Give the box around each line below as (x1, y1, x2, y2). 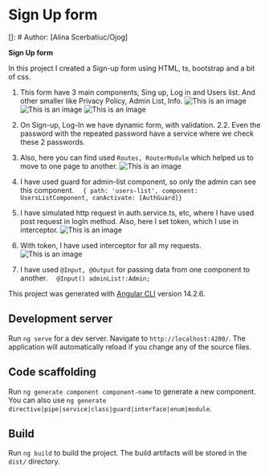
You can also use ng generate (8, 395, 107, 405)
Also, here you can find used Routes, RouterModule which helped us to (19, 153, 255, 162)
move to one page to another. (19, 161, 118, 170)
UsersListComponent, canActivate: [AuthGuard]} (19, 194, 182, 202)
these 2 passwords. (19, 137, 86, 146)
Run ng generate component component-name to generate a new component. (8, 386, 257, 396)
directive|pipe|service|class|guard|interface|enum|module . (8, 403, 212, 413)
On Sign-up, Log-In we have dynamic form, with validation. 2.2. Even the (19, 120, 261, 129)
